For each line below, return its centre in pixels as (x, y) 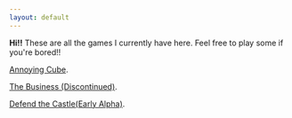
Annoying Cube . (39, 69)
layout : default (39, 17)
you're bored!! (35, 52)
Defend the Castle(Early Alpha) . (67, 104)
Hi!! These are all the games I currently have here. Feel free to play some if (146, 43)
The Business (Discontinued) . (63, 86)
